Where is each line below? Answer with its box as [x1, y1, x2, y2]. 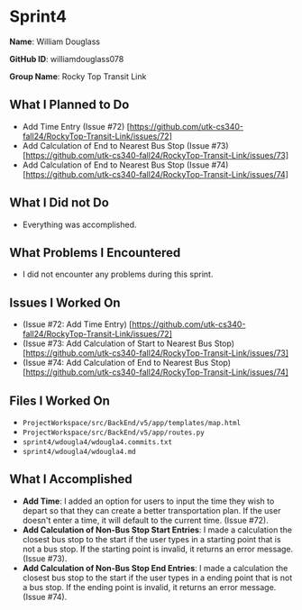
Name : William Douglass [9, 36, 101, 47]
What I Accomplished [9, 471, 133, 487]
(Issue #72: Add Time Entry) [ [22, 319, 133, 330]
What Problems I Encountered [9, 245, 181, 260]
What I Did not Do [9, 196, 110, 211]
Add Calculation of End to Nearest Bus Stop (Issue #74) [22, 159, 229, 170]
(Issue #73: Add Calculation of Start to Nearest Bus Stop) [22, 338, 235, 349]
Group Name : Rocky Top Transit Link [9, 70, 147, 82]
